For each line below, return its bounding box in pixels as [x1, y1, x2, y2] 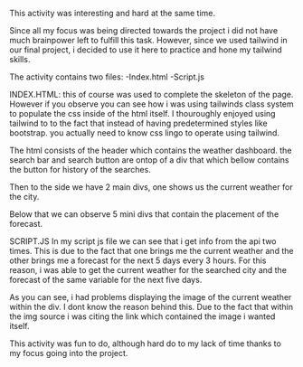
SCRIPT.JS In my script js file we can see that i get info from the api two [9, 236, 277, 247]
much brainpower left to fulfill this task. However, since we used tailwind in [9, 35, 288, 45]
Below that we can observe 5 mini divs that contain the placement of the [9, 209, 279, 220]
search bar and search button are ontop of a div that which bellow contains [9, 155, 289, 165]
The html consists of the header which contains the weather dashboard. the [9, 145, 292, 155]
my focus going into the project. [9, 348, 128, 358]
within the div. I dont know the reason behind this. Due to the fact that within [9, 302, 294, 312]
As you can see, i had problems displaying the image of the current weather [9, 292, 292, 302]
